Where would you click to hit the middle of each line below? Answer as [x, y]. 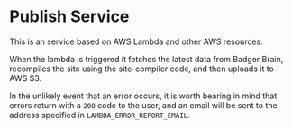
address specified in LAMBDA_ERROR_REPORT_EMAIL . [100, 115]
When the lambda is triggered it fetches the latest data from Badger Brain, [146, 59]
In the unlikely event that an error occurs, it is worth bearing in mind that [143, 96]
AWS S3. [26, 78]
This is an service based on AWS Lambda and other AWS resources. [136, 41]
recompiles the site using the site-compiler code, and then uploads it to [142, 69]
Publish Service [69, 17]
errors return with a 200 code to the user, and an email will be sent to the [143, 105]
